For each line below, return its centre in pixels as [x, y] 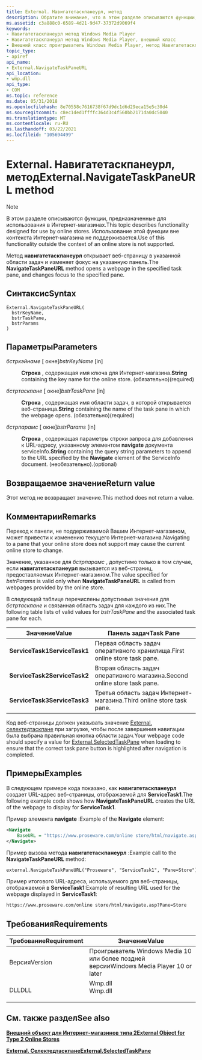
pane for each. [24, 618]
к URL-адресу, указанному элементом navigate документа [97, 445]
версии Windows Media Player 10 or [141, 966]
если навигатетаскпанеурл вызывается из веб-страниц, [80, 568]
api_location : [24, 73]
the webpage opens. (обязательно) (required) [78, 415]
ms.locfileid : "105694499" [40, 135]
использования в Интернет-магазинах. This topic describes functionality [98, 225]
